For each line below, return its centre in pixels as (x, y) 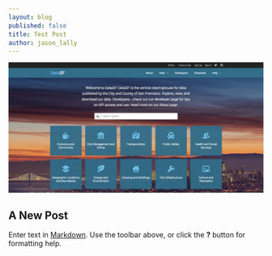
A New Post (38, 216)
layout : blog (30, 17)
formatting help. (35, 244)
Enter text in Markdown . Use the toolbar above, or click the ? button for (127, 235)
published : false (38, 26)
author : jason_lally (43, 43)
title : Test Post (38, 34)
